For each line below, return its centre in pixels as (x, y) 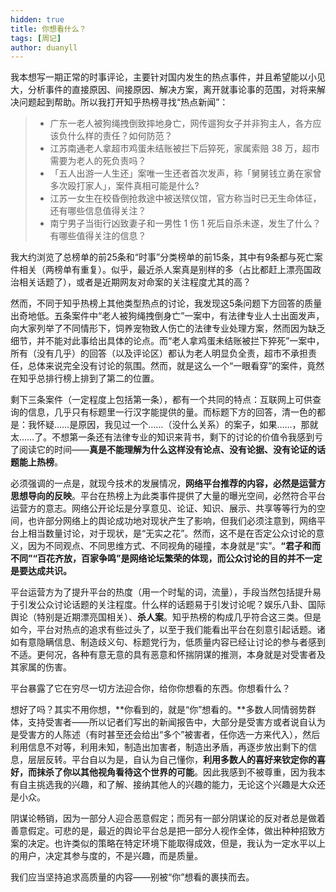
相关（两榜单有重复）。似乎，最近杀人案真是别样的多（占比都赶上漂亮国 (165, 270)
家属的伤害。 (45, 667)
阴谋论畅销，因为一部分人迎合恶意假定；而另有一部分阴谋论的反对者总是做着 (168, 818)
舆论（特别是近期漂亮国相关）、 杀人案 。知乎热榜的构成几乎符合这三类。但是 (166, 617)
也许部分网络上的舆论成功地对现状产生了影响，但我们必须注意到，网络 (172, 521)
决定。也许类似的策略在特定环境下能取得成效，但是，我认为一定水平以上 (176, 843)
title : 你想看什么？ (48, 29)
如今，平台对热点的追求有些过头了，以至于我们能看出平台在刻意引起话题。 (163, 630)
